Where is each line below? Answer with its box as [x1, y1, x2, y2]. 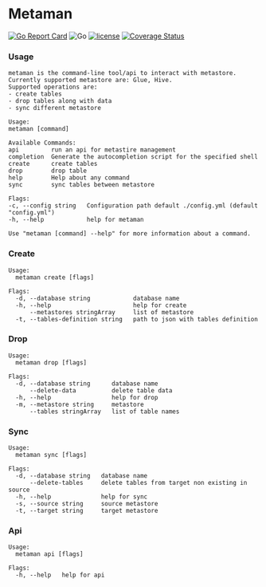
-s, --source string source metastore [15, 500, 158, 508]
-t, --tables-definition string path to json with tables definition [15, 315, 259, 323]
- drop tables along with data [8, 97, 112, 105]
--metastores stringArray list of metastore [29, 308, 194, 316]
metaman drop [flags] [15, 358, 88, 367]
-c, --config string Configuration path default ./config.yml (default [8, 202, 259, 210]
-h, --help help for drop [15, 393, 158, 401]
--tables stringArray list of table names [29, 408, 180, 416]
